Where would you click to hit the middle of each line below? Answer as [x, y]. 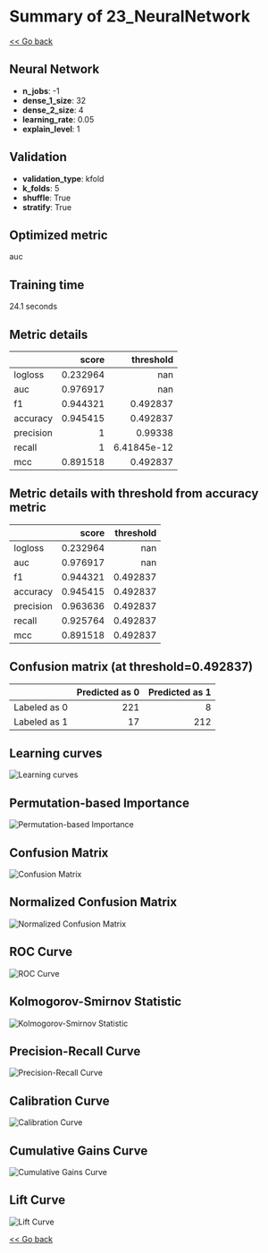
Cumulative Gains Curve [79, 1151]
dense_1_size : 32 [54, 100]
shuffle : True [46, 198]
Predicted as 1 [180, 692]
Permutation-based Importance [100, 803]
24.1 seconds [33, 307]
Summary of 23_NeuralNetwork [130, 17]
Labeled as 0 [41, 707]
